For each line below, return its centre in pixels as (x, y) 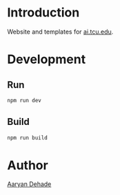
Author (28, 165)
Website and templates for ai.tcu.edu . (60, 32)
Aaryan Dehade (29, 184)
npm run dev (24, 100)
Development (47, 59)
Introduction (43, 13)
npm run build (28, 138)
